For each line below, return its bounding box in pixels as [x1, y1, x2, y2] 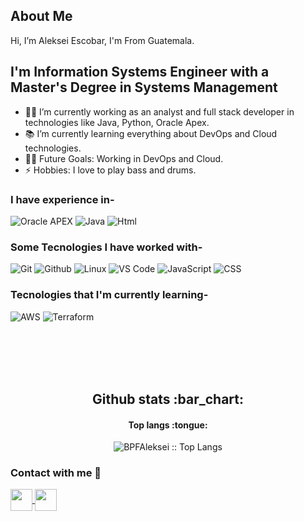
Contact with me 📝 [10, 466, 102, 480]
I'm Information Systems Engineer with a [10, 64, 270, 81]
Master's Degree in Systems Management [10, 79, 278, 96]
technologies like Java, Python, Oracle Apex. [24, 116, 210, 128]
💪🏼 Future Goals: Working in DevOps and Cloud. [24, 152, 224, 164]
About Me [10, 8, 73, 25]
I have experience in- [10, 192, 115, 206]
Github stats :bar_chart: [91, 390, 245, 408]
